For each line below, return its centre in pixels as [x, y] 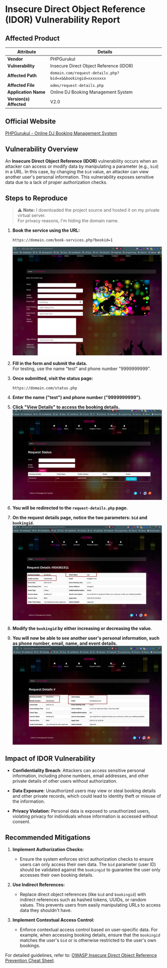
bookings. [30, 946]
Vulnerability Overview [42, 149]
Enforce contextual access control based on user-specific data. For [89, 930]
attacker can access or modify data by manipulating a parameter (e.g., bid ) [82, 166]
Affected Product [32, 38]
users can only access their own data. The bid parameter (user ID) [88, 865]
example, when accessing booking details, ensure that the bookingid [90, 935]
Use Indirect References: [39, 885]
